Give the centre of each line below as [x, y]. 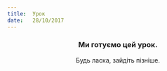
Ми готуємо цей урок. [118, 45]
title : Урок [26, 14]
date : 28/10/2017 [36, 20]
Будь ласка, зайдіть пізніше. [118, 60]
